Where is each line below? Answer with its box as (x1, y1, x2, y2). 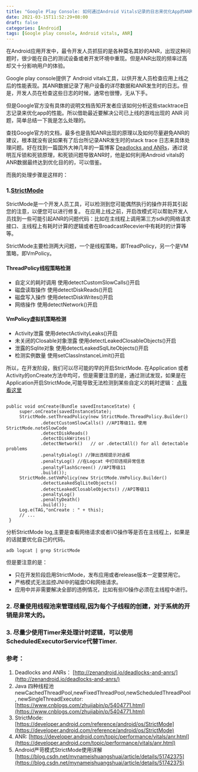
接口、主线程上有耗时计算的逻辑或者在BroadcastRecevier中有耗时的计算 (6, 222, 181, 230)
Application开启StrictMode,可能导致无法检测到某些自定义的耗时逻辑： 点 (6, 379, 182, 386)
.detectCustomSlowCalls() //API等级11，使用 (40, 420, 147, 426)
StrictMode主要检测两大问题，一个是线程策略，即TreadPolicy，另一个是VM (6, 242, 189, 249)
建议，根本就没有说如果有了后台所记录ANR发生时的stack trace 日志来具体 (6, 137, 185, 144)
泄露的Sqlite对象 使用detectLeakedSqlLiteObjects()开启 (14, 344, 149, 351)
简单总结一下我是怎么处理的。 (16, 117, 89, 124)
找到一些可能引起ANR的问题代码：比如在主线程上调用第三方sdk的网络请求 (11, 215, 191, 222)
